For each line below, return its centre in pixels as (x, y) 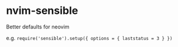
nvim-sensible (42, 11)
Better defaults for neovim (38, 27)
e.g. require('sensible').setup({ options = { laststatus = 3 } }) (89, 38)
